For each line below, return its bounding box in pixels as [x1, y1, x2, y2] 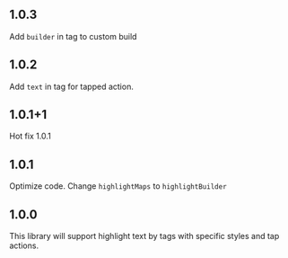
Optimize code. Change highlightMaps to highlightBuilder [9, 181, 227, 191]
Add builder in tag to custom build [9, 31, 137, 41]
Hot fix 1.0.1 [9, 130, 51, 142]
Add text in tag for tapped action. [9, 81, 135, 92]
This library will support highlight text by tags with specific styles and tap [9, 231, 280, 242]
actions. [9, 240, 39, 251]
